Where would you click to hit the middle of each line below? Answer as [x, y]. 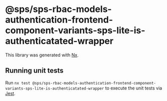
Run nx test [18, 82]
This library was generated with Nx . [42, 55]
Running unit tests [34, 71]
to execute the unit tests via [134, 88]
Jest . [11, 93]
